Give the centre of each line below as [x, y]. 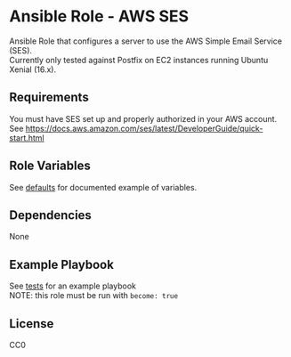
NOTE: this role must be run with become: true [94, 296]
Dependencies [50, 215]
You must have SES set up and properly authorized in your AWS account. [143, 118]
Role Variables [50, 166]
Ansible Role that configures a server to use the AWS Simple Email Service [146, 41]
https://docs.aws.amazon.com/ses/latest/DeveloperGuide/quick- [144, 128]
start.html [27, 138]
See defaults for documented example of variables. [103, 187]
